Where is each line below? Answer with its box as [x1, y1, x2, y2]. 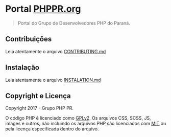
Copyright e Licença [5, 92, 71, 100]
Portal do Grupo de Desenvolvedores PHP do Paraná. [17, 20, 130, 26]
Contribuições [5, 35, 52, 43]
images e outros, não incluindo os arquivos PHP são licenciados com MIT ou [5, 121, 166, 127]
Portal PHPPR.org [5, 3, 81, 15]
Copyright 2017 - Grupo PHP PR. [5, 105, 74, 111]
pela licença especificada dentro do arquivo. [5, 126, 99, 132]
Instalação [5, 63, 40, 72]
